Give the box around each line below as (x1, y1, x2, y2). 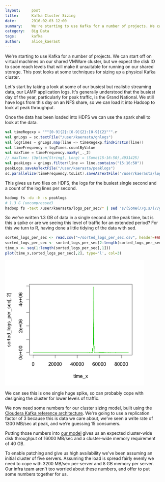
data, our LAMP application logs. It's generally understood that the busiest (5, 89, 156, 95)
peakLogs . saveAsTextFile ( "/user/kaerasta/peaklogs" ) (5, 166, 115, 171)
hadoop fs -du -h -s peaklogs (5, 195, 67, 200)
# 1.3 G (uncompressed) (5, 200, 54, 205)
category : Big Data (5, 29, 50, 34)
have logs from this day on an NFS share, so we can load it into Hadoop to (5, 99, 155, 105)
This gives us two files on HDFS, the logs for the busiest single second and (5, 180, 157, 186)
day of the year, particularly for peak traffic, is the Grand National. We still (5, 94, 154, 100)
